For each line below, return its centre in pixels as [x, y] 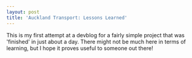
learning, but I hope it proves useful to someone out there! [80, 48]
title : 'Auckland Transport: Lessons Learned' [67, 18]
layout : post [23, 12]
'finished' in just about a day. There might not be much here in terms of [96, 42]
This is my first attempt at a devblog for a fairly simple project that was [96, 35]
